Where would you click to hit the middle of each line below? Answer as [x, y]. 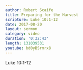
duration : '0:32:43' [27, 39]
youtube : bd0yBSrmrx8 [28, 48]
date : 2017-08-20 [24, 24]
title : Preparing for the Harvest [42, 15]
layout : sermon [21, 29]
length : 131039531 [25, 43]
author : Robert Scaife [29, 10]
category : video [22, 34]
